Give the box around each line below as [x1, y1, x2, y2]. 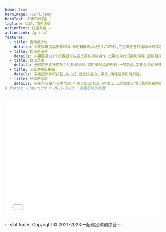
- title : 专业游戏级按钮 [9, 67, 56, 72]
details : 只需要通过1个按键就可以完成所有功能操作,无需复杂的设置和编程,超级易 [14, 53, 159, 58]
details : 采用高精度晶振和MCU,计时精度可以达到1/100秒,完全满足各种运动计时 [14, 44, 156, 49]
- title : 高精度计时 [9, 40, 48, 45]
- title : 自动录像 [9, 58, 44, 63]
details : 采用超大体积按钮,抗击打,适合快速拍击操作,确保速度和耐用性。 [14, 72, 144, 77]
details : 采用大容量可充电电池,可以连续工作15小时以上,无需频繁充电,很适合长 [14, 81, 156, 86]
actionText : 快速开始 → [5, 26, 51, 31]
